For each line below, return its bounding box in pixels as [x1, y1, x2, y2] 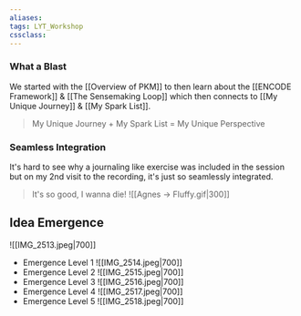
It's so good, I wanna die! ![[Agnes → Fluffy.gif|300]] [31, 189, 230, 199]
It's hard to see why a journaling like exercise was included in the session [9, 161, 285, 172]
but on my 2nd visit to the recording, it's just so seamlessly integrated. [9, 170, 274, 182]
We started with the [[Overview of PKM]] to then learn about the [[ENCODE [9, 81, 292, 92]
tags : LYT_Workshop [9, 22, 84, 31]
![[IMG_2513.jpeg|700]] [9, 239, 97, 250]
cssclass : [9, 30, 47, 39]
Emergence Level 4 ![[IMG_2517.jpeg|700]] [22, 286, 183, 297]
